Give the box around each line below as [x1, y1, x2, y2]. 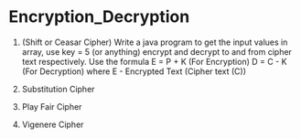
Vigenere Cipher [21, 119, 84, 130]
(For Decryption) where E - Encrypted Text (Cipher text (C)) [21, 66, 247, 77]
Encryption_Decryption [8, 6, 190, 27]
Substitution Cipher [21, 83, 95, 94]
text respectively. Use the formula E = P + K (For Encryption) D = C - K [21, 56, 287, 67]
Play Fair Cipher [21, 101, 82, 112]
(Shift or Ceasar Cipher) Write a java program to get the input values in [21, 37, 288, 48]
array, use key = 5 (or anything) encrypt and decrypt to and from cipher [21, 46, 292, 57]
